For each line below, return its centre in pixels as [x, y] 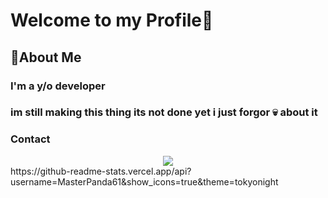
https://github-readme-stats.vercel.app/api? [101, 171]
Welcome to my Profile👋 [112, 20]
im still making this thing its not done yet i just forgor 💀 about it [164, 112]
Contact [30, 139]
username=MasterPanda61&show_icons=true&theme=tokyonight [144, 181]
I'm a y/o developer [58, 86]
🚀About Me [46, 57]
